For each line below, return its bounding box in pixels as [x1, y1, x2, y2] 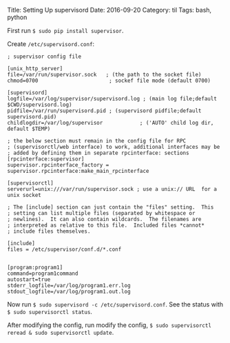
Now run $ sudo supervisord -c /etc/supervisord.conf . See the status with [7, 300, 224, 309]
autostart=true [7, 276, 51, 283]
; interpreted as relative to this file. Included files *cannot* [7, 222, 205, 229]
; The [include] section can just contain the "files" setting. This [7, 204, 214, 211]
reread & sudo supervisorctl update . [7, 329, 114, 336]
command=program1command [7, 270, 79, 277]
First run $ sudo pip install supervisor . [7, 27, 124, 34]
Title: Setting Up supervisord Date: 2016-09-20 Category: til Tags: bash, [7, 6, 212, 14]
